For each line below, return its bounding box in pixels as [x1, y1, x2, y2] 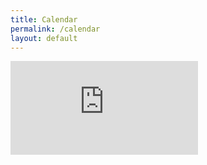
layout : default [10, 33, 78, 43]
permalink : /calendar [10, 24, 101, 34]
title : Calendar [10, 14, 78, 25]
